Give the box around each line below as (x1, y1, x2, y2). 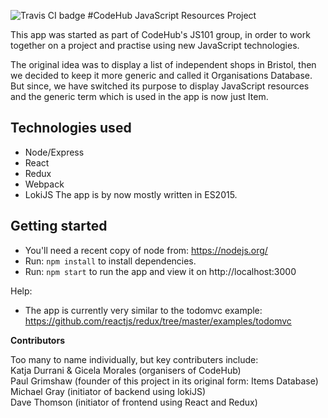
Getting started (10, 218, 108, 235)
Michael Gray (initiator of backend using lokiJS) (10, 385, 207, 397)
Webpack (24, 178, 65, 190)
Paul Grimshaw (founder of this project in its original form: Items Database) (10, 375, 319, 387)
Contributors (10, 334, 66, 346)
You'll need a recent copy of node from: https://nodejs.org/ (24, 244, 268, 256)
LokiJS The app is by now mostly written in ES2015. (24, 188, 238, 200)
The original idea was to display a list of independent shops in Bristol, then (10, 59, 317, 70)
